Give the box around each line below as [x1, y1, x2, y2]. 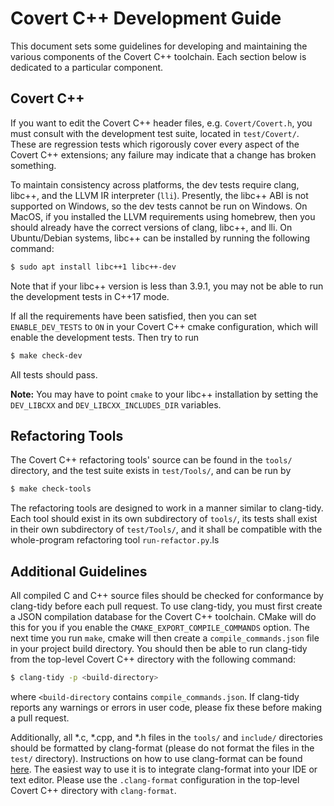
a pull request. [10, 712, 70, 724]
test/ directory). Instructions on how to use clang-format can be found [10, 752, 303, 764]
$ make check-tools [10, 484, 92, 494]
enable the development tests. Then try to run [10, 331, 200, 343]
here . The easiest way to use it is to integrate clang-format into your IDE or [10, 763, 318, 775]
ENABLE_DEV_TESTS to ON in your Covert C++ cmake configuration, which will [10, 320, 318, 332]
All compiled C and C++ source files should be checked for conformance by [10, 590, 324, 601]
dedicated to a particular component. [10, 61, 164, 73]
